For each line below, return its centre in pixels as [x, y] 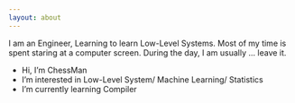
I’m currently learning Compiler [79, 89]
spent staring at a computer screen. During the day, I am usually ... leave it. [147, 52]
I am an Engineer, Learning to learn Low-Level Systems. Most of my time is [147, 43]
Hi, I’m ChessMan [54, 70]
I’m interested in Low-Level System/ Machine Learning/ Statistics [142, 79]
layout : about [35, 17]
